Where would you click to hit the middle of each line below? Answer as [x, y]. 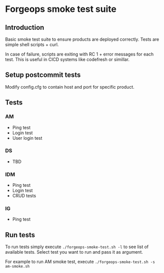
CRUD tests [24, 196]
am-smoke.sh [17, 267]
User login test [27, 138]
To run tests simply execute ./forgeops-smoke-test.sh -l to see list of [77, 247]
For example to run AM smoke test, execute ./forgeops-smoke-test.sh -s [80, 262]
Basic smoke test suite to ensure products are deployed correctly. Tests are [82, 39]
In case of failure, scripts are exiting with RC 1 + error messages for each [80, 54]
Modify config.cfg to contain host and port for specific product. [70, 87]
